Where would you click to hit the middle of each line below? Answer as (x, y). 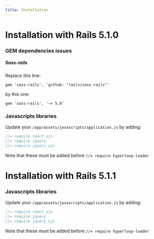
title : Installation (27, 10)
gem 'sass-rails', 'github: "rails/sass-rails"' (57, 85)
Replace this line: (23, 75)
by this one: (17, 94)
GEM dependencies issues (39, 51)
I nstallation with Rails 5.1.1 (61, 176)
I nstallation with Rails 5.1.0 (62, 35)
